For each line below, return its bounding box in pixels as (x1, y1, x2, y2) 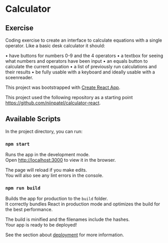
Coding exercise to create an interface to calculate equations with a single (5, 37, 162, 43)
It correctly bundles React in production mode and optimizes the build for (5, 201, 160, 207)
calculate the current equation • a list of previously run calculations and (5, 64, 157, 69)
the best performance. (5, 207, 53, 213)
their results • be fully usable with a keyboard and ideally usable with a (5, 69, 155, 75)
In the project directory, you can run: (5, 128, 83, 134)
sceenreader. (5, 74, 33, 80)
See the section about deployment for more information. (5, 232, 124, 238)
